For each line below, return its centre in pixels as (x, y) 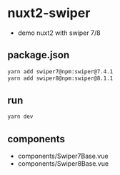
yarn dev (20, 117)
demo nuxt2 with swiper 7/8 (59, 33)
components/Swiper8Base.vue (63, 164)
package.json (39, 55)
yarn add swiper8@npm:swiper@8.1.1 (60, 78)
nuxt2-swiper (49, 13)
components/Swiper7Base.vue (63, 156)
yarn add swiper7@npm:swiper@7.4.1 (60, 71)
